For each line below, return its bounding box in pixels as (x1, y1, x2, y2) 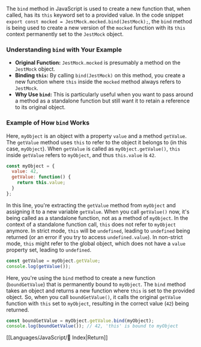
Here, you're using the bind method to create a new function (6, 274, 156, 281)
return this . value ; (17, 180, 66, 186)
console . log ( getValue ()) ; (6, 263, 71, 269)
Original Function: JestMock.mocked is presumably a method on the (14, 59, 181, 67)
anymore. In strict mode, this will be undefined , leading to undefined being (6, 227, 190, 234)
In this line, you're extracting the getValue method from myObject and (6, 201, 176, 209)
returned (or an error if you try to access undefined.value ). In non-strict (6, 233, 183, 240)
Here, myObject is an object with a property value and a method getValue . (6, 132, 187, 140)
